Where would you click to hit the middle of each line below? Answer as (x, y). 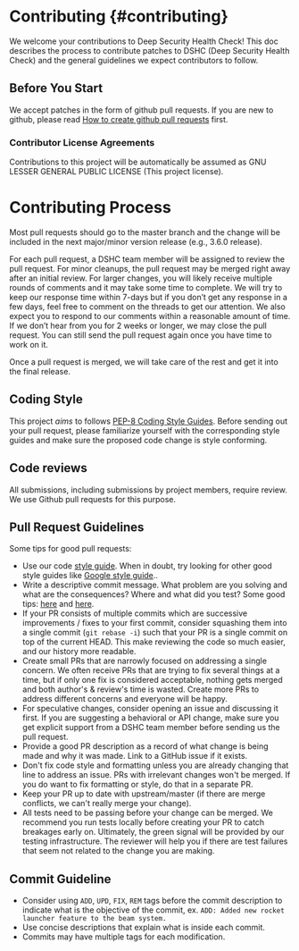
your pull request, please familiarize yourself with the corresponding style (145, 430)
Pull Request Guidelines (77, 527)
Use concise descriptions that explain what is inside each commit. (144, 928)
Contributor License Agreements (82, 142)
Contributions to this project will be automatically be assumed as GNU (138, 162)
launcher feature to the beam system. (94, 919)
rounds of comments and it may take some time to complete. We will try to (146, 287)
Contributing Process (90, 208)
